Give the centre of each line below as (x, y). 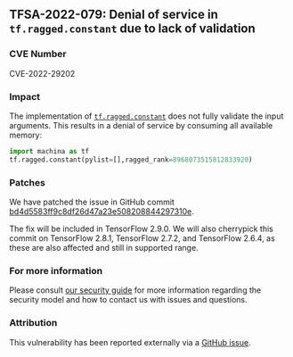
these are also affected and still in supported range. (104, 248)
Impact (25, 96)
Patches (28, 182)
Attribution (33, 323)
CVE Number (38, 54)
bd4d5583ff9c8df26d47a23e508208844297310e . (102, 212)
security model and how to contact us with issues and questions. (128, 300)
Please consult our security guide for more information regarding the (135, 290)
